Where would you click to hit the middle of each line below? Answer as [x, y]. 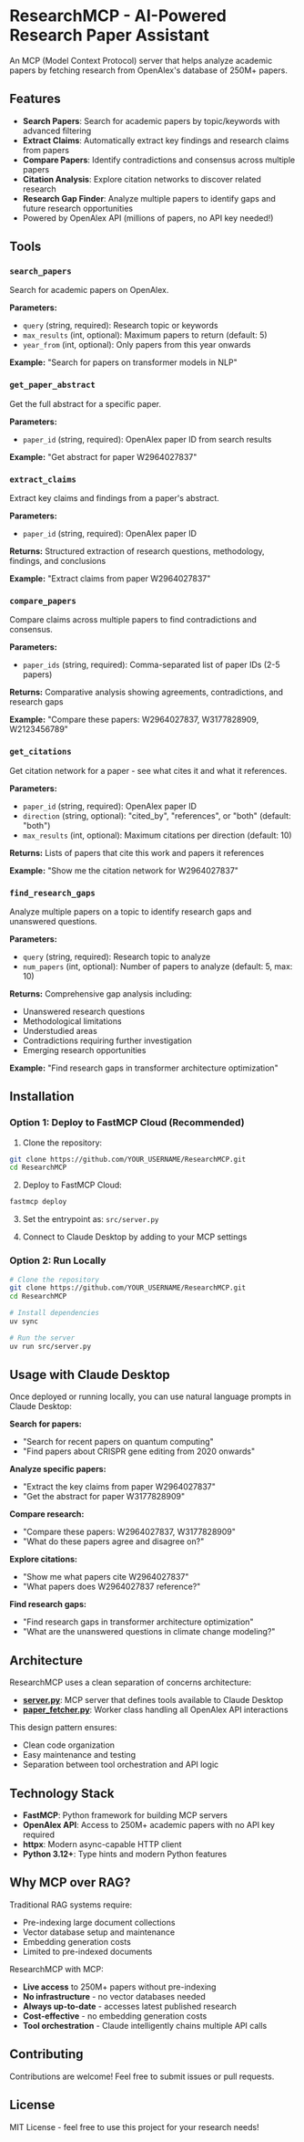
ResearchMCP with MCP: [57, 1969]
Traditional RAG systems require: [71, 1905]
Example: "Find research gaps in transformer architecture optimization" [144, 1068]
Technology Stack [62, 1793]
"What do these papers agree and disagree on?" [113, 1541]
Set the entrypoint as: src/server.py [91, 1219]
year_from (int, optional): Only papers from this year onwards [137, 345]
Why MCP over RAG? [70, 1882]
